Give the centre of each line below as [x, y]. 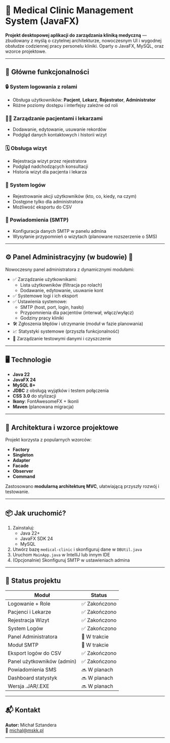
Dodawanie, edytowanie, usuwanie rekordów [59, 129]
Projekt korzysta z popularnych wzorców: [49, 440]
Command [24, 477]
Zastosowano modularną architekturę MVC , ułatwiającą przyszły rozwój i [82, 486]
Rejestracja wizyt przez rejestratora [50, 161]
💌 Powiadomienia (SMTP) [37, 220]
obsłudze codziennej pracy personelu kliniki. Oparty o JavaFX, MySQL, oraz [85, 46]
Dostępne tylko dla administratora [48, 201]
